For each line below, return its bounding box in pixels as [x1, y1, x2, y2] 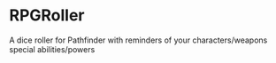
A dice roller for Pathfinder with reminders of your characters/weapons [9, 35, 268, 45]
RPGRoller [9, 5, 86, 26]
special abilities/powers [9, 43, 96, 54]
